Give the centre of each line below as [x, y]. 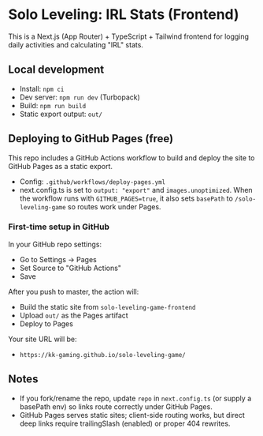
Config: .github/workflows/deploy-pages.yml [93, 181]
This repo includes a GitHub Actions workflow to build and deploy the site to [131, 158]
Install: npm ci [42, 88]
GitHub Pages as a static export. [60, 166]
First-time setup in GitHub [59, 227]
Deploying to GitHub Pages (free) [91, 139]
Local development [56, 70]
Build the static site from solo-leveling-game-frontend [107, 306]
